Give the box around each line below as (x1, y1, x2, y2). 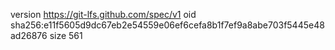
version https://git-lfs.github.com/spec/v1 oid (10, 9, 197, 20)
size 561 (49, 30, 83, 41)
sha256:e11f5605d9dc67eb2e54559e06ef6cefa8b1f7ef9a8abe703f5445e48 (10, 19, 325, 31)
